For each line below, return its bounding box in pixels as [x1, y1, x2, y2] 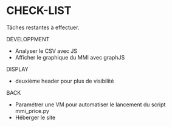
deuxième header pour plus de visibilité [15, 77, 114, 84]
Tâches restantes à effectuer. [6, 24, 80, 31]
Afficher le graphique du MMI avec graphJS [15, 53, 125, 61]
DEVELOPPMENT [6, 35, 50, 43]
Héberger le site [15, 114, 56, 121]
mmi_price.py [15, 107, 50, 114]
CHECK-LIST [6, 4, 72, 18]
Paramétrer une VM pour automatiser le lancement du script [15, 101, 166, 108]
